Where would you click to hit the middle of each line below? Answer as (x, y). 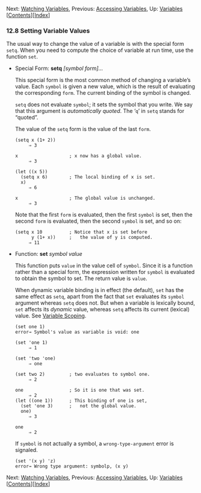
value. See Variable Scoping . (51, 316)
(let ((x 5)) (31, 172)
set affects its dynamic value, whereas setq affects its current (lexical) (102, 310)
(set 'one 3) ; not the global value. (79, 406)
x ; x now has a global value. (79, 156)
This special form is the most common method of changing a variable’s (103, 80)
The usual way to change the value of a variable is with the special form (95, 44)
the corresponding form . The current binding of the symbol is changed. (103, 93)
